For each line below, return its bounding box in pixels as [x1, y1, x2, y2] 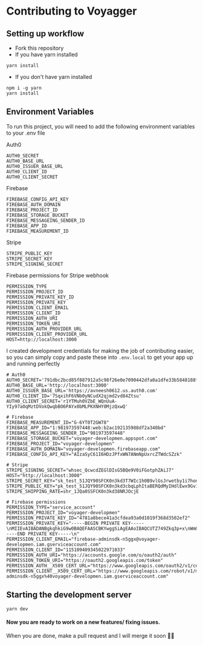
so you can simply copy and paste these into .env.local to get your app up [6, 353, 193, 361]
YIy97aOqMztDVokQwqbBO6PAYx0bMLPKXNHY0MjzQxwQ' [6, 403, 129, 410]
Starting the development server [6, 590, 132, 600]
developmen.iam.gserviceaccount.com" [6, 541, 101, 547]
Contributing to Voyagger [6, 4, 137, 18]
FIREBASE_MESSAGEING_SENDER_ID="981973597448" [6, 430, 126, 436]
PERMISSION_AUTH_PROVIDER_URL [6, 326, 83, 332]
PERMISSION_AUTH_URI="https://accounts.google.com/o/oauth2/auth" [6, 552, 177, 558]
